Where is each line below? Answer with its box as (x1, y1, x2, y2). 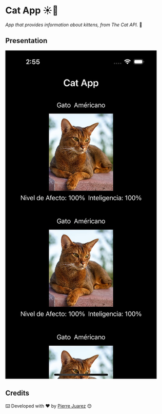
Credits (5, 389, 30, 398)
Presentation (5, 36, 48, 45)
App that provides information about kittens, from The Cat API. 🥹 (5, 22, 143, 28)
